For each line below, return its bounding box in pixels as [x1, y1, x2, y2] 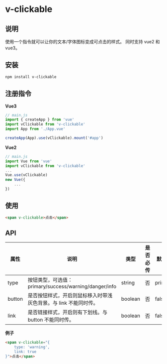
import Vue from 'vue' [5, 158, 52, 164]
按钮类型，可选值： [27, 276, 73, 283]
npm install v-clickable [5, 74, 57, 79]
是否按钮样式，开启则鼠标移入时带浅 [27, 292, 113, 299]
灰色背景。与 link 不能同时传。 [27, 300, 98, 307]
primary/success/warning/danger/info [27, 283, 117, 290]
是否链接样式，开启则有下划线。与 [27, 309, 108, 316]
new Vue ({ [5, 177, 26, 182]
